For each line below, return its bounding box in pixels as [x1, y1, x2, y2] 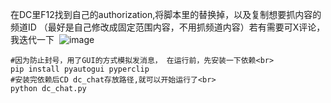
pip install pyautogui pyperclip [10, 64, 150, 74]
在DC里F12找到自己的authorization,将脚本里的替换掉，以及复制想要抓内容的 [10, 9, 322, 20]
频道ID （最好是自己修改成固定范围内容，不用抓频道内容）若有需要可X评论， [10, 21, 326, 33]
